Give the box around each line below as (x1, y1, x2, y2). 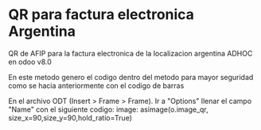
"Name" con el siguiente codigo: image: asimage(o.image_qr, (8, 105, 208, 114)
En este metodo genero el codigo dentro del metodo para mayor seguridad (8, 72, 254, 82)
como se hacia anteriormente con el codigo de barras (8, 81, 185, 90)
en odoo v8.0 (8, 57, 52, 67)
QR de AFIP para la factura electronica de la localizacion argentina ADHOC (8, 48, 253, 58)
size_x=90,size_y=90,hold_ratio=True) (8, 113, 133, 122)
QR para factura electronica (8, 6, 195, 24)
